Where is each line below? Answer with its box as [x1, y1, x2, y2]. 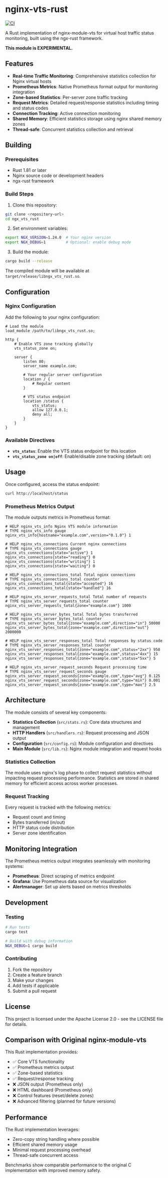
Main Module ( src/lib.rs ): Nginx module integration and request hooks [12, 745, 162, 752]
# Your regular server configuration [23, 372, 102, 377]
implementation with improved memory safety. [5, 1167, 101, 1173]
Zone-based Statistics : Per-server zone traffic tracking [12, 94, 128, 100]
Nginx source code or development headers [12, 172, 104, 179]
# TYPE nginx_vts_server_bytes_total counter [5, 617, 102, 622]
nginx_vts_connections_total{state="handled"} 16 [5, 585, 111, 591]
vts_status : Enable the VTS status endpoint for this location [12, 448, 136, 454]
